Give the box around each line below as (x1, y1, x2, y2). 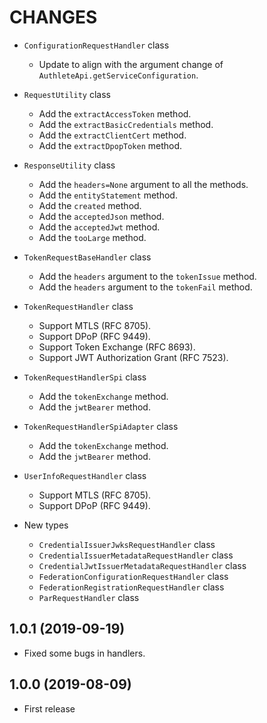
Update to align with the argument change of (38, 58, 224, 70)
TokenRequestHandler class (23, 300, 134, 312)
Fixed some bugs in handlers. (23, 647, 146, 659)
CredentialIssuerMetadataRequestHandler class (38, 549, 234, 561)
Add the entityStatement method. (38, 189, 178, 201)
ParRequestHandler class (38, 591, 140, 603)
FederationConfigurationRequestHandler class (38, 570, 229, 582)
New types (23, 519, 69, 531)
